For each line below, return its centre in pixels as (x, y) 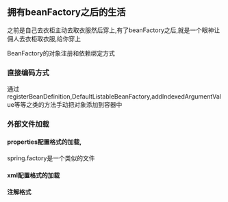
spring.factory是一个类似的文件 (51, 158)
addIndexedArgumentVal (186, 97)
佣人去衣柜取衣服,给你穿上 (44, 38)
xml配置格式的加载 (34, 175)
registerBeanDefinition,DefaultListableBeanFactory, (79, 97)
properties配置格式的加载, (45, 142)
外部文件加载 (28, 124)
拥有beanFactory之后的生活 (66, 12)
